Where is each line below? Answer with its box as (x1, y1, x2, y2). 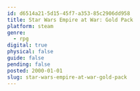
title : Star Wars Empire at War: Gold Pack (7, 16, 134, 23)
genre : (7, 29, 26, 36)
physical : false (7, 49, 54, 55)
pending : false (7, 61, 51, 68)
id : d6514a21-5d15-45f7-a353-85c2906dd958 (7, 10, 130, 17)
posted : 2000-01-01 (7, 67, 63, 74)
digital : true (7, 42, 48, 49)
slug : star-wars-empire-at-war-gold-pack (7, 73, 128, 81)
